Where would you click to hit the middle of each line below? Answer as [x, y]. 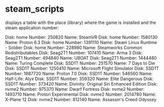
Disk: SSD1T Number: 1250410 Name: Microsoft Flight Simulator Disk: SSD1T [82, 68]
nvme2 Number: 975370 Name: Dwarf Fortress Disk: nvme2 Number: [75, 89]
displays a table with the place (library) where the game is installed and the [81, 22]
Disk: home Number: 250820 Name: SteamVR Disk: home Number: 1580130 [82, 37]
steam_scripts [35, 9]
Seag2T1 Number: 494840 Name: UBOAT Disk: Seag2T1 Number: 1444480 [81, 58]
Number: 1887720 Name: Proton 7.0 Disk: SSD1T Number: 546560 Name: [79, 73]
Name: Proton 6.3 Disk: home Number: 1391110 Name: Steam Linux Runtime [81, 42]
